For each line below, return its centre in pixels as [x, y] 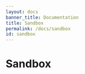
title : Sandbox [25, 23]
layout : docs [22, 12]
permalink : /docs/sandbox [38, 29]
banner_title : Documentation [42, 17]
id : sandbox [20, 34]
